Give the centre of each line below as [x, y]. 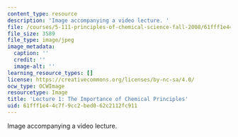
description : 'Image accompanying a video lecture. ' [89, 20]
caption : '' [32, 54]
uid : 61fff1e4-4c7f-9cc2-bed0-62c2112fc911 [73, 106]
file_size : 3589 [31, 34]
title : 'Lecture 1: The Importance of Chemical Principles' [98, 100]
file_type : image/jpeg [41, 40]
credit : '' [30, 60]
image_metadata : [31, 47]
